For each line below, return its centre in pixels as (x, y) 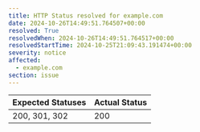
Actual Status (120, 102)
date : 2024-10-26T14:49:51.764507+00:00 (77, 23)
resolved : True (34, 30)
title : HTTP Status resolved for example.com (86, 16)
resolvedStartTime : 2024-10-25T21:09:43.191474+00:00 (100, 46)
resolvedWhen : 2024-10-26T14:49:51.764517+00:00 (91, 38)
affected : (25, 61)
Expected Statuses (49, 102)
